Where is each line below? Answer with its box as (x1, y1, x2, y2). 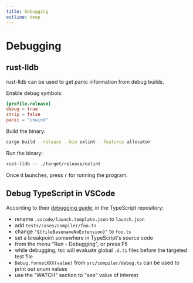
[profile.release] (6, 101, 51, 107)
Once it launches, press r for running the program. (6, 171, 128, 179)
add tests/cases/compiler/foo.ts (14, 221, 97, 229)
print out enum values (14, 265, 67, 272)
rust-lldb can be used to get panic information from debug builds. (6, 78, 164, 85)
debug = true (6, 106, 38, 112)
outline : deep (6, 14, 41, 20)
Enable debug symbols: (6, 89, 63, 97)
